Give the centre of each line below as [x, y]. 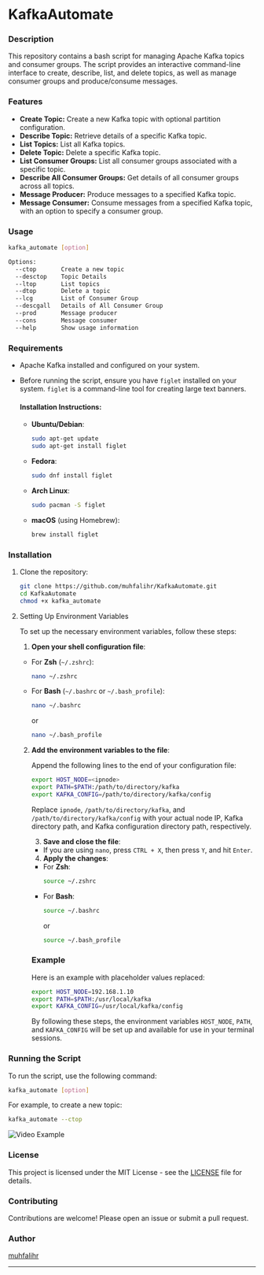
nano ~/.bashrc [56, 706]
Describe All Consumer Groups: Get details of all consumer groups [129, 177]
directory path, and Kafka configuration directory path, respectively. [141, 826]
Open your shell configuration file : [88, 647]
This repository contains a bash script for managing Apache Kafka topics [126, 56]
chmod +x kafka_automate [60, 601]
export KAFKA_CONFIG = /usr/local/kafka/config [107, 1006]
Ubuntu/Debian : [58, 424]
